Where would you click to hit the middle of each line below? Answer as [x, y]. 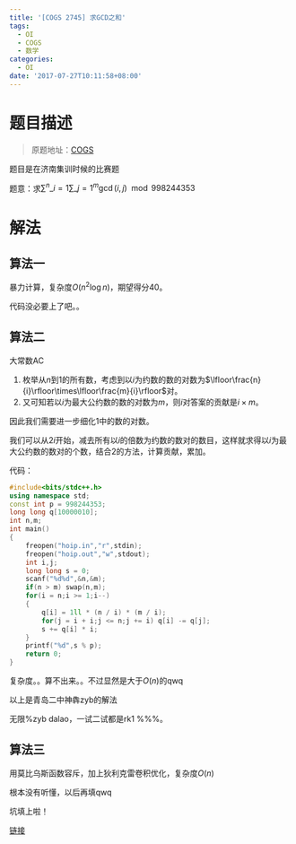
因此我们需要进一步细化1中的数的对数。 [82, 421]
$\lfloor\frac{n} [233, 379]
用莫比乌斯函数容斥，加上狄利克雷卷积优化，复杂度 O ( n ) [112, 773]
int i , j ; [42, 562]
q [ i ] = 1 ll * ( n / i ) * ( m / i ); [104, 612]
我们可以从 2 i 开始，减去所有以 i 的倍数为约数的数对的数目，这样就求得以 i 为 [144, 439]
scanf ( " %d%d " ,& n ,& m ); [65, 579]
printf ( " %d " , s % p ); [64, 646]
